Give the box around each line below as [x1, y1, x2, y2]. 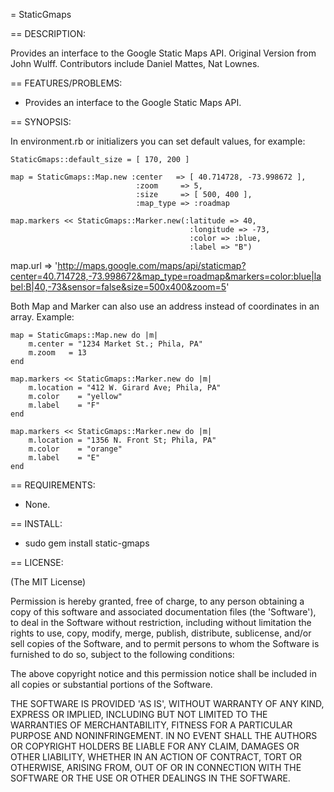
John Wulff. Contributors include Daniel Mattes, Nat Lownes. [10, 58, 260, 69]
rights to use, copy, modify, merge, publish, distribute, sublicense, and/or [10, 627, 312, 639]
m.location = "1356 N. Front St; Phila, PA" [28, 435, 217, 445]
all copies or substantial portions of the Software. [10, 679, 213, 690]
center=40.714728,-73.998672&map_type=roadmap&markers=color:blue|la [10, 270, 322, 282]
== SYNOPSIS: [10, 116, 72, 128]
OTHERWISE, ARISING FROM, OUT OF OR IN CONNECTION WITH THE [10, 762, 302, 773]
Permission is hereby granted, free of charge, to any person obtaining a [10, 595, 305, 607]
